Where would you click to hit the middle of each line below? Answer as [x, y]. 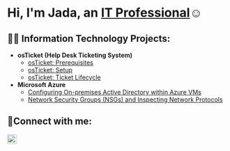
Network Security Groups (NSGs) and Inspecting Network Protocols [125, 100]
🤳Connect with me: [49, 121]
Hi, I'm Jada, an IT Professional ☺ [105, 13]
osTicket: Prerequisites [61, 63]
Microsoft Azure [41, 85]
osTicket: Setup [50, 70]
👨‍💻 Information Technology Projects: [89, 39]
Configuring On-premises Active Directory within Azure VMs [115, 92]
